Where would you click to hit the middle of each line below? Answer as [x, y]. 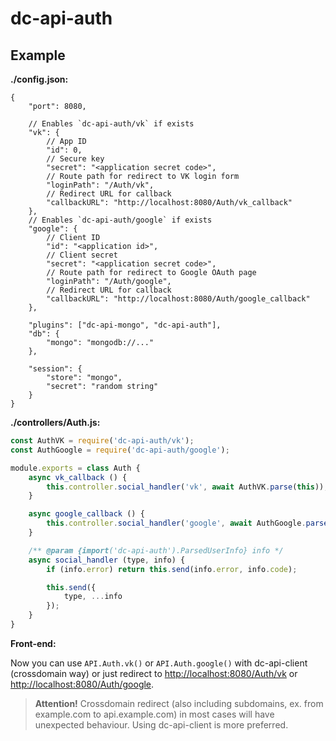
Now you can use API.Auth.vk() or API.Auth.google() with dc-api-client [159, 663]
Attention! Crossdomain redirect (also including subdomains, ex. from [179, 703]
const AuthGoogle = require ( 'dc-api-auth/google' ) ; [120, 450]
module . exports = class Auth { [75, 468]
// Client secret [82, 255]
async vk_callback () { [78, 477]
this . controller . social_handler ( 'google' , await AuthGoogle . [176, 523]
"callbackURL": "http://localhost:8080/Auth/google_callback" [178, 299]
